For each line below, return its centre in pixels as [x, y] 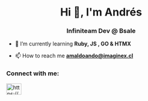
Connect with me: [33, 74]
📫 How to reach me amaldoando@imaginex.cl [74, 56]
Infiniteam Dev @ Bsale [101, 31]
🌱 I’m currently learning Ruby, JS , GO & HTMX [73, 44]
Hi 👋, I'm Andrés [101, 12]
